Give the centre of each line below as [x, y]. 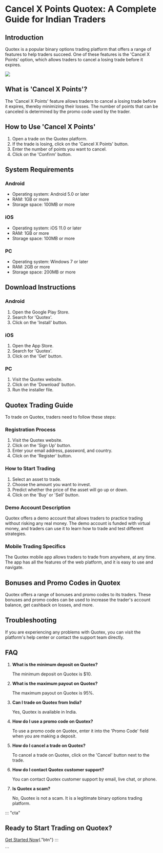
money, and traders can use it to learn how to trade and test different [74, 528]
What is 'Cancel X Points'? [46, 89]
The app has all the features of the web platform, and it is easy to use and [79, 562]
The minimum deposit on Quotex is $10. [52, 674]
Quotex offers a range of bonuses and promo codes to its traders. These [78, 595]
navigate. [14, 567]
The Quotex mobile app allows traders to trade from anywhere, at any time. [81, 557]
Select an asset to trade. [37, 479]
